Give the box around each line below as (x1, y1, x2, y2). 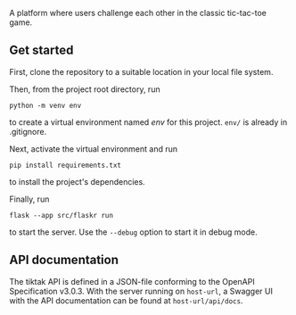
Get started (9, 43, 74, 58)
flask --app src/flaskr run (9, 211, 114, 220)
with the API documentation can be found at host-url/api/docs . (9, 294, 243, 306)
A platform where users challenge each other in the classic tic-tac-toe (9, 8, 267, 18)
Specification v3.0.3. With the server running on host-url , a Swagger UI (9, 286, 274, 296)
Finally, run (9, 194, 50, 204)
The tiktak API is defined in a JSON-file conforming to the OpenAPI (9, 276, 256, 286)
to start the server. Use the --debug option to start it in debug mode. (9, 227, 258, 237)
